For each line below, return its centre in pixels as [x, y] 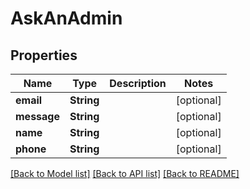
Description [138, 83]
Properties [44, 55]
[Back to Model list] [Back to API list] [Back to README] [125, 173]
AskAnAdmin [66, 18]
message [37, 116]
